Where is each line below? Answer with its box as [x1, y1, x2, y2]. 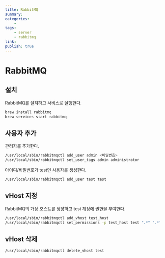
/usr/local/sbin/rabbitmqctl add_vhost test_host [5, 215, 109, 221]
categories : [5, 16, 29, 21]
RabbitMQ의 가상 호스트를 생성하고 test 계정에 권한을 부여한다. [5, 205, 126, 212]
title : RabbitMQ [5, 7, 38, 12]
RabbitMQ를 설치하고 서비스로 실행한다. [5, 99, 82, 106]
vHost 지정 [5, 192, 38, 200]
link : [5, 39, 16, 44]
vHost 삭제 [5, 235, 38, 243]
